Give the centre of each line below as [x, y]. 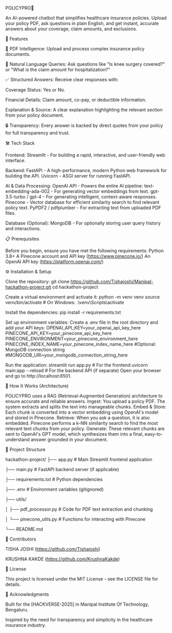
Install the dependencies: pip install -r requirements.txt [63, 312]
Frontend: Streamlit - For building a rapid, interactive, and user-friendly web [85, 155]
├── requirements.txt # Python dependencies [54, 479]
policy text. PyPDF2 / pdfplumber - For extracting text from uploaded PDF [83, 208]
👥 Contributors [21, 539]
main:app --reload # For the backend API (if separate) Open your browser [83, 370]
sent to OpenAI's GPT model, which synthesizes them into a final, [74, 434]
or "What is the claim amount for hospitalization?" [58, 70]
